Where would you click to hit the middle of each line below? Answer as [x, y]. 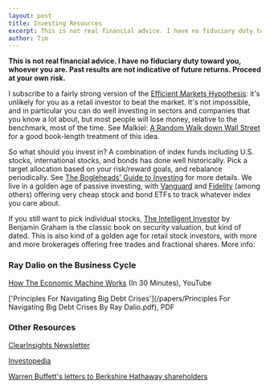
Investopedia [30, 360]
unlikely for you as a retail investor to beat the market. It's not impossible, [129, 102]
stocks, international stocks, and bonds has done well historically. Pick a [128, 161]
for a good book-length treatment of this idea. [84, 137]
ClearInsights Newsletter [49, 345]
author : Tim [28, 38]
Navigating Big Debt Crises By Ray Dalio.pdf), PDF [92, 307]
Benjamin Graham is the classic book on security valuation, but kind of [125, 227]
